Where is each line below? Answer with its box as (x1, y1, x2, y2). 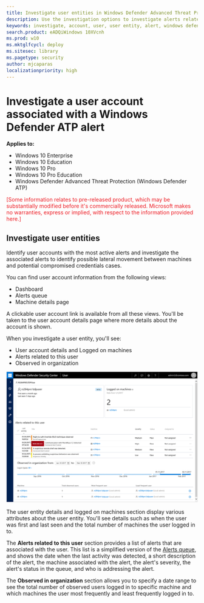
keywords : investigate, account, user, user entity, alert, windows (6, 22, 183, 29)
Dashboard (15, 285, 44, 293)
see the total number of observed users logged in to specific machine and (6, 584, 192, 591)
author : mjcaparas (6, 61, 53, 67)
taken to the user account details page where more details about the (6, 316, 177, 324)
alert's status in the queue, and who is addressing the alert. (6, 565, 155, 573)
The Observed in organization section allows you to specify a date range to (6, 577, 197, 584)
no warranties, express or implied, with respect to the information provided (6, 209, 194, 216)
